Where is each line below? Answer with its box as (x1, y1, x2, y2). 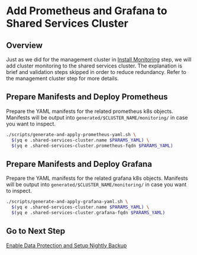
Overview (6, 40, 43, 50)
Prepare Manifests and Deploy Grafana (6, 159, 153, 169)
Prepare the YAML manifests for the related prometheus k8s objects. (6, 108, 173, 115)
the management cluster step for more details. (6, 75, 120, 82)
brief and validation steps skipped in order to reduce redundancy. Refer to (6, 69, 186, 75)
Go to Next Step (6, 226, 66, 236)
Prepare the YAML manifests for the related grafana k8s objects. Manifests (6, 175, 188, 182)
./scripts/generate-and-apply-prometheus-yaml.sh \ (6, 131, 136, 137)
